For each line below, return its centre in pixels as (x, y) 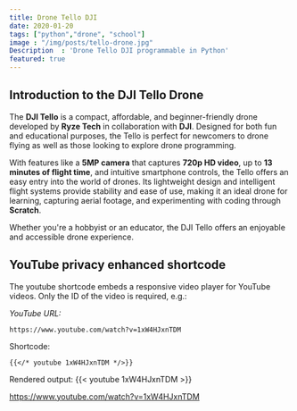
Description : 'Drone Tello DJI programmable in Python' (119, 51)
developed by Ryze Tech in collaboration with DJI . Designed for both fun (143, 126)
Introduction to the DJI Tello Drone (107, 95)
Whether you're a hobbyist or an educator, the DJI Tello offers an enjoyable (147, 227)
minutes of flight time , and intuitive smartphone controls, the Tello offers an (149, 172)
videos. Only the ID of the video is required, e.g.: (98, 296)
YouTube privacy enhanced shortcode (118, 265)
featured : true (37, 59)
